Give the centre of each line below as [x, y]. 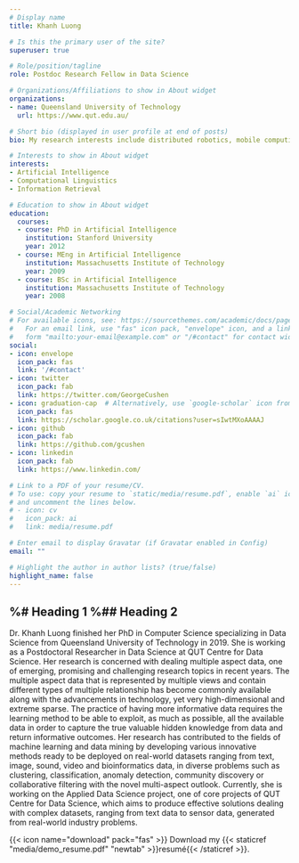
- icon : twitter [39, 379]
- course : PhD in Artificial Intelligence [97, 230]
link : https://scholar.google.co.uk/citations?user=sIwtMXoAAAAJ [141, 419]
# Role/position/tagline [55, 66]
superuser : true [39, 50]
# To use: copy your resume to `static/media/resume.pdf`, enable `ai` [145, 494]
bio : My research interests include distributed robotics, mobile [135, 140]
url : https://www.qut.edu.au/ [73, 115]
